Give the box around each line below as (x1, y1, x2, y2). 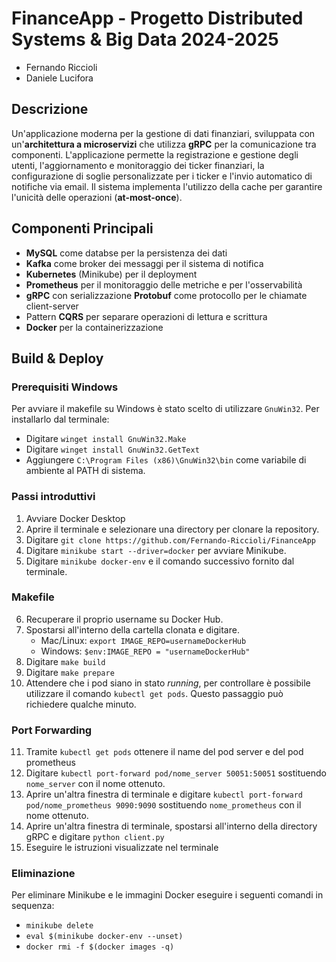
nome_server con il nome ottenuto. (25, 778, 166, 790)
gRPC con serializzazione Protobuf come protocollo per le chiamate (25, 289, 308, 301)
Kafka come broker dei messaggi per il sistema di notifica (25, 257, 264, 269)
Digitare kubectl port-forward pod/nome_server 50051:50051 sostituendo (25, 767, 327, 779)
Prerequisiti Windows (11, 380, 119, 394)
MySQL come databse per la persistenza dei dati (25, 247, 228, 259)
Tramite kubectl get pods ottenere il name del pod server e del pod (25, 746, 304, 758)
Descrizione (11, 101, 89, 118)
